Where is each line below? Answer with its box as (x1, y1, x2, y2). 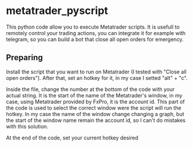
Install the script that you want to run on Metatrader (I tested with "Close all (6, 68, 187, 75)
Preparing (6, 52, 43, 62)
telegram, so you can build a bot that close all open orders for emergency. (6, 36, 184, 43)
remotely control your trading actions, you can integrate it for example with (6, 29, 186, 36)
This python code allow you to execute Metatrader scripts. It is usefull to (6, 23, 180, 30)
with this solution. (6, 123, 48, 129)
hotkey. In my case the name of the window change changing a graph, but (6, 110, 185, 117)
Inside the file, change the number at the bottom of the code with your (6, 86, 175, 93)
